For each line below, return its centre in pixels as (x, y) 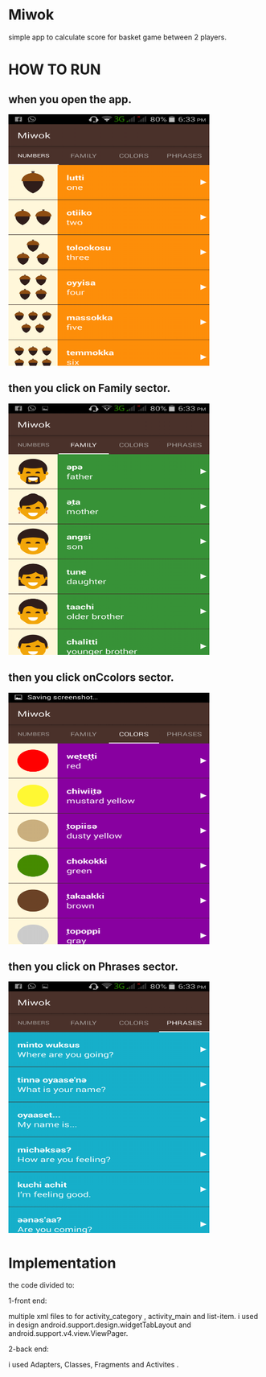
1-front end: (28, 1301)
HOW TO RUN (55, 70)
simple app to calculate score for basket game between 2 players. (118, 37)
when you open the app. (70, 99)
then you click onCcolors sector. (91, 678)
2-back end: (29, 1349)
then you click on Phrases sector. (94, 966)
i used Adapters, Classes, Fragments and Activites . (94, 1365)
